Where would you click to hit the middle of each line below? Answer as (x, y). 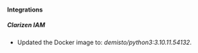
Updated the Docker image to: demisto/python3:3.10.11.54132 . (104, 42)
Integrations (25, 10)
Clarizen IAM (26, 25)
